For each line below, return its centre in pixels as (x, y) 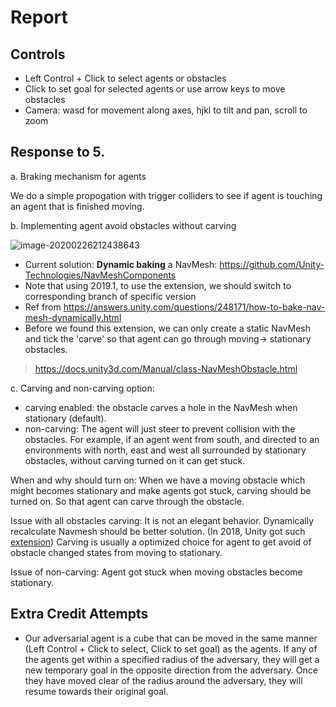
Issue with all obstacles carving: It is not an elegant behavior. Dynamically (162, 520)
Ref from (43, 307)
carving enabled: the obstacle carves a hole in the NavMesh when (161, 407)
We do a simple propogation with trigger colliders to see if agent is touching (166, 195)
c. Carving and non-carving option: (82, 388)
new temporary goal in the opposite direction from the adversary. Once (171, 670)
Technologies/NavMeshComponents (100, 275)
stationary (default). (65, 418)
